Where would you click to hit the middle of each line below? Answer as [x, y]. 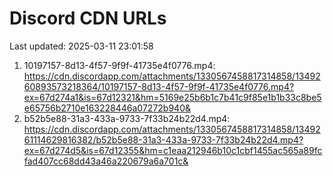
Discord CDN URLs [88, 18]
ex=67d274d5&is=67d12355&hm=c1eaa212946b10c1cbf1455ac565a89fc [173, 150]
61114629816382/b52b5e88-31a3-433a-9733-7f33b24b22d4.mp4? [163, 139]
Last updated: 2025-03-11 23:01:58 [81, 46]
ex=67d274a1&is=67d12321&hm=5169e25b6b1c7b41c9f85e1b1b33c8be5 [172, 97]
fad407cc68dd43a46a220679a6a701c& [106, 161]
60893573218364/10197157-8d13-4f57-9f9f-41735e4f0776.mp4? [159, 86]
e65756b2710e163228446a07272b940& [107, 108]
